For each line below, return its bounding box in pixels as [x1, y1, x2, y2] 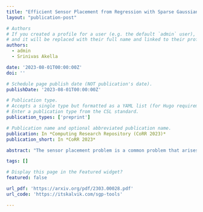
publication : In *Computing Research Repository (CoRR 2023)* [6, 130, 166, 137]
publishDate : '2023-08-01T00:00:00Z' [6, 86, 101, 92]
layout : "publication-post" [6, 14, 77, 21]
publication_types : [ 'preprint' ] [6, 114, 91, 120]
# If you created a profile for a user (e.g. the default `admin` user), [6, 31, 196, 37]
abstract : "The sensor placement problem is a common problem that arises [6, 147, 199, 153]
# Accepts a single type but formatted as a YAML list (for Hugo [6, 103, 174, 109]
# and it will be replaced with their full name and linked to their [6, 37, 185, 43]
